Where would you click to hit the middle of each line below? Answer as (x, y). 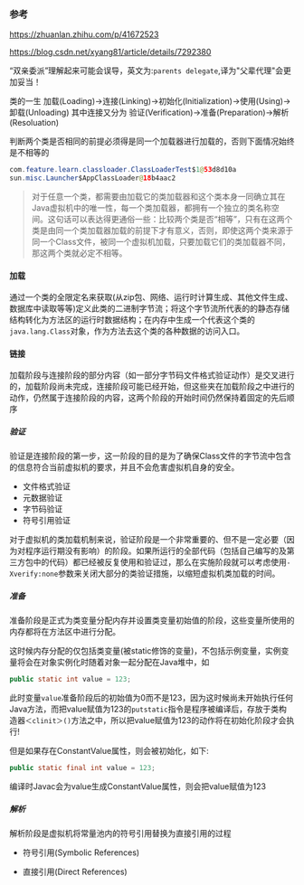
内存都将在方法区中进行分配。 (65, 632)
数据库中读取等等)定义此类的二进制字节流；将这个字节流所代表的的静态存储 (150, 308)
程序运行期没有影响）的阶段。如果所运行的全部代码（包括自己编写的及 (156, 551)
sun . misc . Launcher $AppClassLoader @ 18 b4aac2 (93, 178)
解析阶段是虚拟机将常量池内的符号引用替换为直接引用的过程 (120, 833)
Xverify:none (34, 574)
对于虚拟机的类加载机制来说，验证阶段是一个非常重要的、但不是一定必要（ (148, 540)
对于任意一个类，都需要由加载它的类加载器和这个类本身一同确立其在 (158, 197)
